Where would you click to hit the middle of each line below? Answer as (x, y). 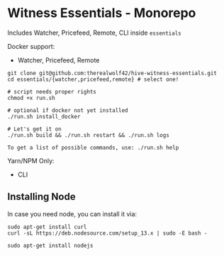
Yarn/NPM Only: (31, 160)
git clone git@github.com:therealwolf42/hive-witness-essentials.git (112, 73)
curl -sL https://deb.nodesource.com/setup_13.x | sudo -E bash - (107, 233)
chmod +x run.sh (31, 98)
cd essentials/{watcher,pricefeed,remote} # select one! (93, 79)
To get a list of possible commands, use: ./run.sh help (93, 148)
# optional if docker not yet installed (68, 110)
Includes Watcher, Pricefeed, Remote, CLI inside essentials (95, 33)
